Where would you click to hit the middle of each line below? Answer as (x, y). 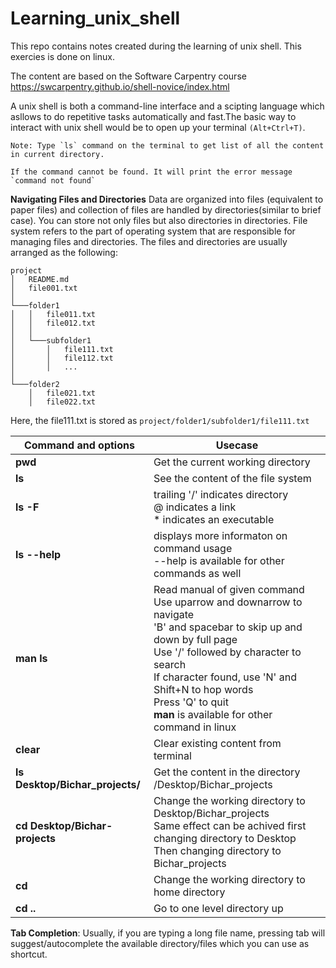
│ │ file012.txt (53, 323)
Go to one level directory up (218, 908)
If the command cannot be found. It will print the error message (151, 172)
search (170, 664)
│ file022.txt (62, 402)
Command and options (79, 445)
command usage (193, 548)
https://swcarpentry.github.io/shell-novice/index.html (120, 86)
